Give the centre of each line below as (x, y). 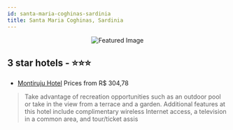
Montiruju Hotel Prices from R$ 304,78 (73, 83)
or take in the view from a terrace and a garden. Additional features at (125, 104)
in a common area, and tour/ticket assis (81, 119)
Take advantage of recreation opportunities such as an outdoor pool (123, 97)
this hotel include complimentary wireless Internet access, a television (126, 112)
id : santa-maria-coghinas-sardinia (59, 14)
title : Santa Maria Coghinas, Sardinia (65, 20)
